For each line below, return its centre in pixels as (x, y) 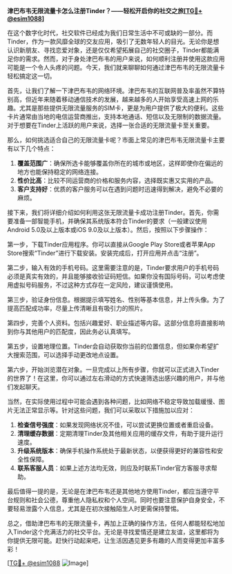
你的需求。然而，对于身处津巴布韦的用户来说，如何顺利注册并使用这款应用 (119, 59)
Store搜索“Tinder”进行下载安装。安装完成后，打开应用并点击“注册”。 (105, 253)
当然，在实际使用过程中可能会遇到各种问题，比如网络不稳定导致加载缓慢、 (113, 401)
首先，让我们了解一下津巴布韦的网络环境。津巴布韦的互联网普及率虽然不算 (113, 90)
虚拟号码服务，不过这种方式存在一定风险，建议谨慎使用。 (95, 285)
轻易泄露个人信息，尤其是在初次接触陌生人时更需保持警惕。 (98, 508)
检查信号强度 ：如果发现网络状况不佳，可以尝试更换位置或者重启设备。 (117, 425)
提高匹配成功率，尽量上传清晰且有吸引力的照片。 (77, 308)
